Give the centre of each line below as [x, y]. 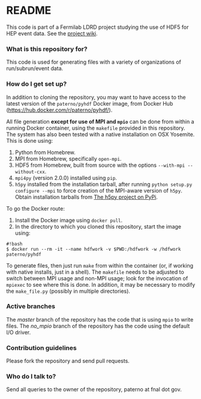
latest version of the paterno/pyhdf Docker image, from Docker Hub [90, 103]
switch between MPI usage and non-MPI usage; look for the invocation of [97, 278]
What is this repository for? [47, 49]
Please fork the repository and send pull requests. [68, 361]
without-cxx [30, 172]
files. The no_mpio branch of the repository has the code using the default [98, 326]
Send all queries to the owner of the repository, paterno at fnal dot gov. [94, 389]
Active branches [31, 307]
